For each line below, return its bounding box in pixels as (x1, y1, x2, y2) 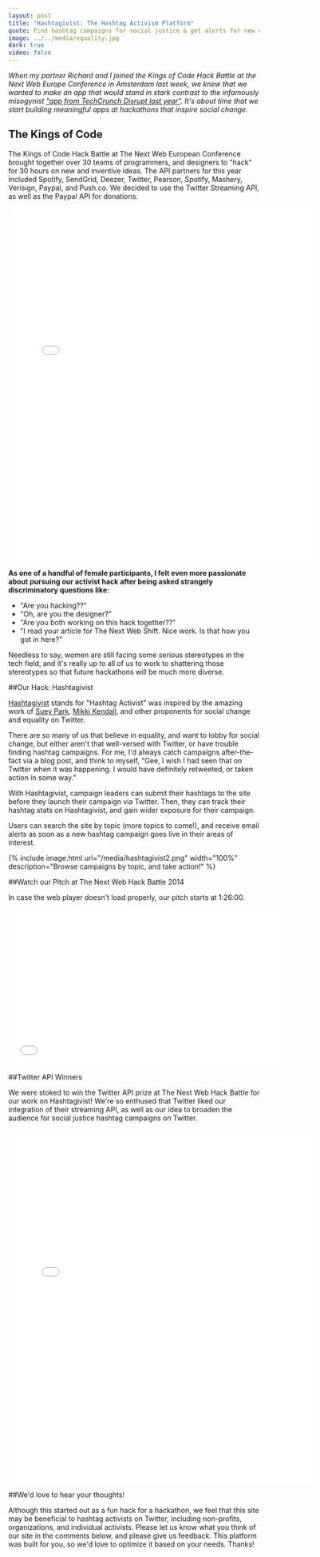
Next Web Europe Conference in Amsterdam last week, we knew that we (8, 79, 247, 89)
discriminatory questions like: (8, 584, 110, 595)
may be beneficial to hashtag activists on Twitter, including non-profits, (8, 1514, 242, 1523)
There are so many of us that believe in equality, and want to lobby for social (8, 730, 259, 739)
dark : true (8, 42, 45, 50)
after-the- (221, 747, 254, 757)
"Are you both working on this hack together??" (19, 617, 176, 627)
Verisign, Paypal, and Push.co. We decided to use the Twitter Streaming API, (8, 183, 259, 192)
